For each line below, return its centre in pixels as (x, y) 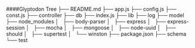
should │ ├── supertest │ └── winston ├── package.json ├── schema (96, 34)
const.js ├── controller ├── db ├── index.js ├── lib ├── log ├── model (95, 15)
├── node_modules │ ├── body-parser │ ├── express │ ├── (86, 21)
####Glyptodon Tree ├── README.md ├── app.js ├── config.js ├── (91, 9)
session (16, 28)
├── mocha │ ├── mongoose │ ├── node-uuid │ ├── (105, 28)
